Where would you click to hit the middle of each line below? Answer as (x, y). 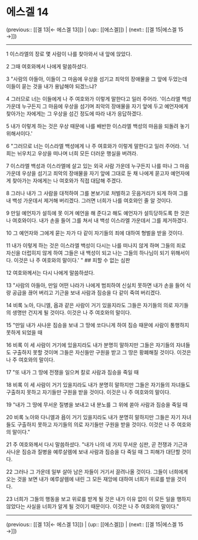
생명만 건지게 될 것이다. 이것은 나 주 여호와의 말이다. (72, 312)
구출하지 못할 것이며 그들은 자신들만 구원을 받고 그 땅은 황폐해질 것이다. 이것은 (102, 352)
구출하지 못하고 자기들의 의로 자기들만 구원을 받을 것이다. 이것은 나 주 (96, 424)
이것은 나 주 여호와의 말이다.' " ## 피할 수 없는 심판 (72, 260)
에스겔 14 (27, 12)
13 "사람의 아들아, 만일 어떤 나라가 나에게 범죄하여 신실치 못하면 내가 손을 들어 (95, 285)
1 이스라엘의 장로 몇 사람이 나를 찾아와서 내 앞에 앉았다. (69, 54)
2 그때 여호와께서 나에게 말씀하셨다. (47, 66)
